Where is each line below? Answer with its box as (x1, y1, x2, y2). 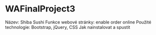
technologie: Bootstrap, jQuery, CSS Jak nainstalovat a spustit (5, 24, 130, 30)
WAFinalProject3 (5, 3, 76, 14)
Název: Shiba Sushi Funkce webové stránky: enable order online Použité (5, 19, 152, 25)
